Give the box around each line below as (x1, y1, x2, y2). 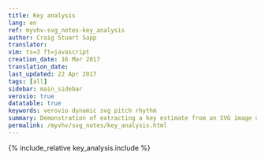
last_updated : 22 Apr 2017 (8, 70, 97, 78)
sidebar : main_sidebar (8, 84, 83, 93)
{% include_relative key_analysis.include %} (8, 143, 151, 152)
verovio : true (8, 92, 55, 100)
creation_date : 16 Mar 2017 (8, 56, 101, 64)
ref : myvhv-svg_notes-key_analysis (8, 26, 125, 34)
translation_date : (8, 63, 69, 71)
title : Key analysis (8, 11, 77, 20)
